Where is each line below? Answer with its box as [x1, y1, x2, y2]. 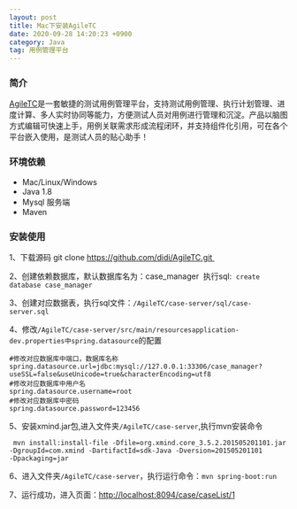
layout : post [9, 12, 57, 22]
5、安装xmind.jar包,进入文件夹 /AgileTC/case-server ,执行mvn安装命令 [9, 421, 263, 432]
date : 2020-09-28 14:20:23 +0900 [9, 29, 133, 38]
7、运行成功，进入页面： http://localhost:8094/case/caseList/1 [9, 490, 236, 500]
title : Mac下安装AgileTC [9, 21, 97, 30]
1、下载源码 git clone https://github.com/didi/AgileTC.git [9, 252, 213, 263]
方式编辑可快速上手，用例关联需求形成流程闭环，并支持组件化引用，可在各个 [9, 120, 288, 131]
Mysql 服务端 [21, 197, 71, 207]
